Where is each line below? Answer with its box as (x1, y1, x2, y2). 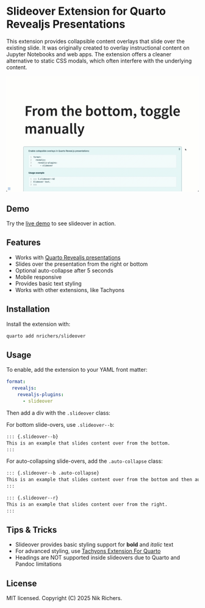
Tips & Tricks (6, 525, 57, 535)
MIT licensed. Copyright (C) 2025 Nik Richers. (6, 595, 123, 602)
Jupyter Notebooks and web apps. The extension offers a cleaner (6, 50, 172, 58)
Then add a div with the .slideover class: (6, 409, 111, 416)
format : (6, 378, 26, 385)
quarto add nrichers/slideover (6, 332, 86, 339)
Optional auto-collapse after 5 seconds (15, 266, 114, 274)
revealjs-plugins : (17, 392, 64, 398)
